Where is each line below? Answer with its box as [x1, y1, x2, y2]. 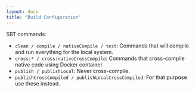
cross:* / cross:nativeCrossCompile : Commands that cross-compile [14, 55, 185, 62]
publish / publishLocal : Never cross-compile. [14, 67, 130, 74]
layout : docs [6, 8, 39, 15]
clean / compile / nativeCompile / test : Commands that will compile [14, 42, 189, 49]
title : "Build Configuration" [6, 14, 82, 20]
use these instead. [14, 80, 61, 87]
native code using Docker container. [14, 61, 104, 68]
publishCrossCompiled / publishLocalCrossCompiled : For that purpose [14, 74, 187, 81]
